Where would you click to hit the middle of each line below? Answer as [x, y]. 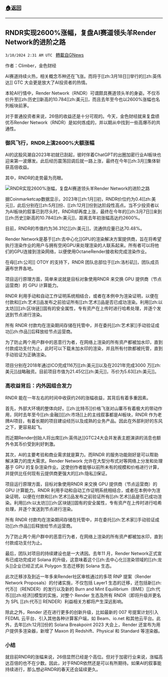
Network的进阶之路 [35, 42]
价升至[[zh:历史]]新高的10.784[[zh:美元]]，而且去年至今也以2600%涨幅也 [80, 99]
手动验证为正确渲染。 [27, 355]
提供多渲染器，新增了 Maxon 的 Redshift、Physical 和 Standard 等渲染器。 [86, 630]
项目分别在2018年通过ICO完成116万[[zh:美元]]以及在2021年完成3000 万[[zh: [83, 365]
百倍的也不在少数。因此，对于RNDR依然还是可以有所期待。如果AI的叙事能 [85, 663]
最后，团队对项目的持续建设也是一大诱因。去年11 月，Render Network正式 [81, 553]
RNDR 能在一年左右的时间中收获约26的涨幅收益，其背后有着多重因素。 [78, 397]
